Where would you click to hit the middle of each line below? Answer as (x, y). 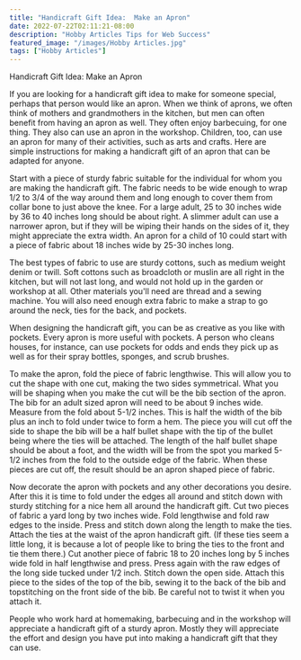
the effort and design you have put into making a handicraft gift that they (144, 638)
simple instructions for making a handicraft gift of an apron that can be (140, 152)
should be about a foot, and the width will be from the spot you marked (141, 450)
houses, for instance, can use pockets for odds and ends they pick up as (144, 347)
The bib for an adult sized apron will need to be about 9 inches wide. (136, 403)
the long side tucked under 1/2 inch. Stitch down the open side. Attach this (147, 573)
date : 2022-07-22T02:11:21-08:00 (72, 26)
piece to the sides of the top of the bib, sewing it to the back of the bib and (148, 583)
